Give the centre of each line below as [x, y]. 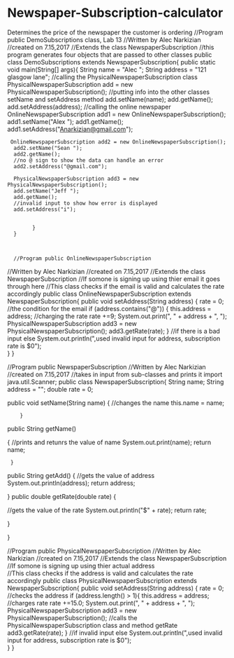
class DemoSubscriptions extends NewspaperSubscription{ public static [112, 62]
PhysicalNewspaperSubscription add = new [70, 84]
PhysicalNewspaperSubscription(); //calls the [72, 617]
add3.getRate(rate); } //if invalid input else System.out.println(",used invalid [115, 633]
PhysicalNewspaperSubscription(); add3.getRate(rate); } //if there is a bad [114, 331]
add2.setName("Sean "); [48, 148]
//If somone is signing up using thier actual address [81, 566]
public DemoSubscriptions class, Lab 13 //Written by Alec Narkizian [104, 39]
